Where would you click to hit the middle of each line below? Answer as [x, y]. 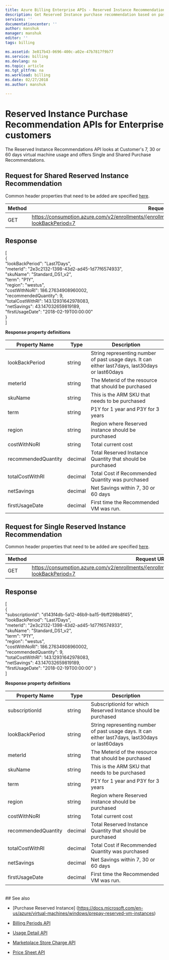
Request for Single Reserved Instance [66, 527]
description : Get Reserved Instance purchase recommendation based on [81, 15]
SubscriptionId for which [120, 704]
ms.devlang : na [21, 61]
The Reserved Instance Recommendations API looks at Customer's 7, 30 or [83, 149]
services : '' [19, 19]
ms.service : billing [27, 56]
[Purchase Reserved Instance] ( [45, 908]
